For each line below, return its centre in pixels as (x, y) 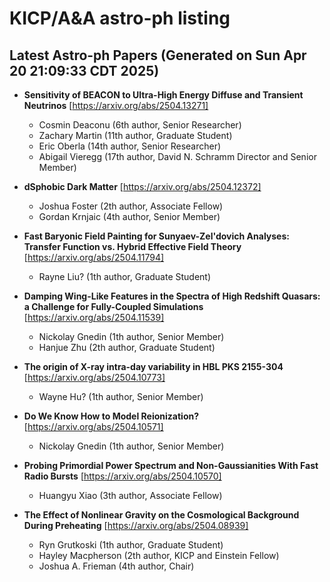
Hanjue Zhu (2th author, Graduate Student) (127, 347)
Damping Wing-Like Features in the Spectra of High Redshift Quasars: (172, 296)
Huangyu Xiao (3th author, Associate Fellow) (130, 495)
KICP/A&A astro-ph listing (120, 18)
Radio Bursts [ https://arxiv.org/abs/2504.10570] (122, 476)
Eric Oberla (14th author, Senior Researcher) (130, 146)
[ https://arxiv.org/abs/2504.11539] (94, 317)
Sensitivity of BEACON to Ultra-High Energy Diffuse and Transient (163, 95)
